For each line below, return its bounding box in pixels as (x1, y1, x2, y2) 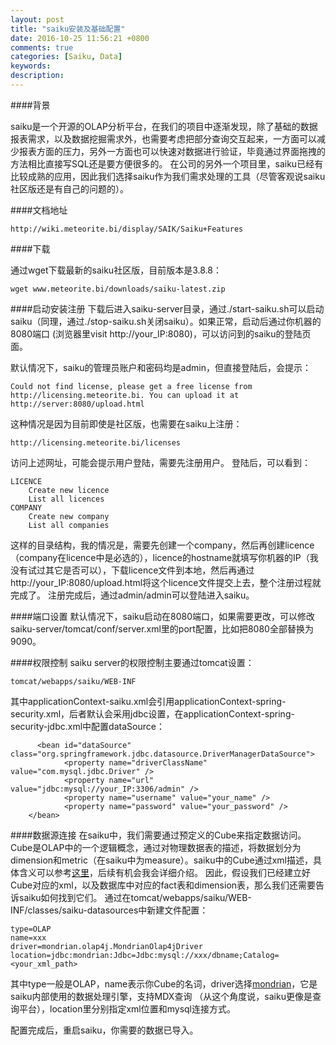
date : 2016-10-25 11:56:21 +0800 (10, 33, 150, 43)
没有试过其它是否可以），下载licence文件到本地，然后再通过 (10, 564, 255, 576)
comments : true (10, 42, 74, 53)
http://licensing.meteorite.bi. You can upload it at (10, 390, 240, 400)
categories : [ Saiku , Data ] (10, 52, 123, 62)
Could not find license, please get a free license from (10, 381, 253, 391)
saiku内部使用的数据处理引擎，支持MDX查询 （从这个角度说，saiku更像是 (10, 990, 313, 1002)
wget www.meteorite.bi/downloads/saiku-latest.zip (10, 284, 226, 294)
